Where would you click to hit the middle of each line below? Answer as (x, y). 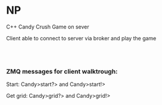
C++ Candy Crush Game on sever (48, 27)
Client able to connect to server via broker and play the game (81, 38)
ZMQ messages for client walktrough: (62, 71)
